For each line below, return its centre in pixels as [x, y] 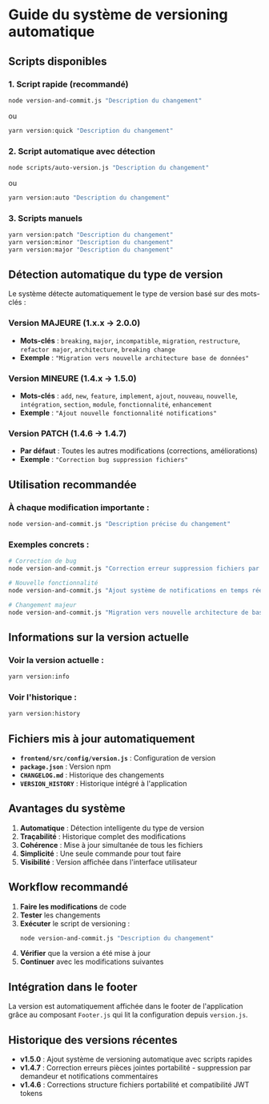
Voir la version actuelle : [56, 660]
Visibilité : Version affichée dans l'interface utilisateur [108, 861]
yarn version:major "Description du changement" [91, 250]
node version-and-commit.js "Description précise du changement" [119, 524]
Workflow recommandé [68, 887]
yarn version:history [44, 714]
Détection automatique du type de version [116, 274]
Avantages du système [67, 809]
